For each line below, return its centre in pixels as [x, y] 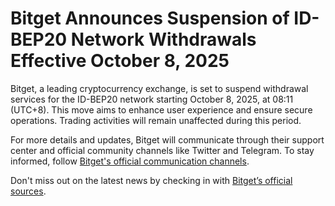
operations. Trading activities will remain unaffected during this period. [156, 120]
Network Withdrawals [163, 39]
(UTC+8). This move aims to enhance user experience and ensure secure [161, 109]
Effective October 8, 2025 [120, 61]
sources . [28, 191]
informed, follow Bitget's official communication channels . [130, 161]
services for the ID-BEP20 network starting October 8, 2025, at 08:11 [152, 99]
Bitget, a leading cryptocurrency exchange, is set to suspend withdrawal [159, 88]
